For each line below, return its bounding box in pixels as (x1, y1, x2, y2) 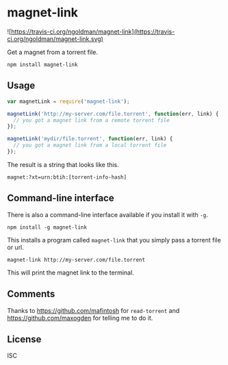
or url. (7, 243, 24, 251)
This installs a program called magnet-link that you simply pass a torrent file (7, 236, 221, 244)
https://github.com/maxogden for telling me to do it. (7, 314, 153, 322)
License (7, 333, 42, 345)
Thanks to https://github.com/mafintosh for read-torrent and (7, 306, 180, 314)
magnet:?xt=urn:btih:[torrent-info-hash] (7, 173, 127, 181)
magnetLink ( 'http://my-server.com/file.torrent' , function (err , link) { (7, 110, 219, 117)
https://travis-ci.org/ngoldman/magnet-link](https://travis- (11, 27, 175, 36)
